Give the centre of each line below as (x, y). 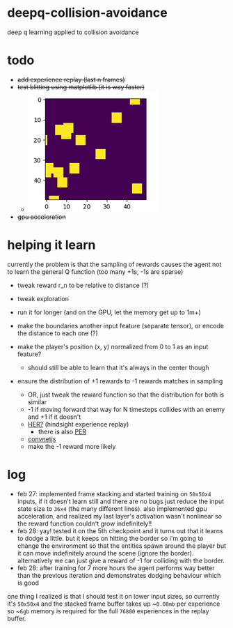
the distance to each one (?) (58, 333)
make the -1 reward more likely (72, 446)
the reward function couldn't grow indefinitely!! (85, 523)
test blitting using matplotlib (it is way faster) (81, 87)
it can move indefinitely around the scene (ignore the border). (105, 553)
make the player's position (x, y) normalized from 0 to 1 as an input (113, 346)
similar (37, 401)
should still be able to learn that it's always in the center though (119, 367)
